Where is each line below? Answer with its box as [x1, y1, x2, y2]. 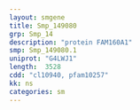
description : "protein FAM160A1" [9, 37, 133, 47]
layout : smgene [9, 12, 66, 22]
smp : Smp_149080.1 [9, 46, 77, 55]
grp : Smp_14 [9, 29, 53, 38]
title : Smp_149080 [9, 21, 77, 30]
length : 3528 [9, 63, 62, 72]
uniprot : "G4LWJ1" [9, 54, 77, 63]
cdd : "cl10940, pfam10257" [9, 71, 109, 80]
